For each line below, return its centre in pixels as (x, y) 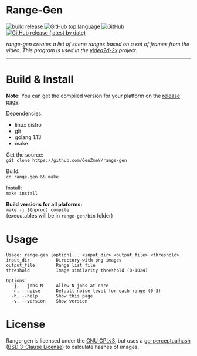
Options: (17, 280)
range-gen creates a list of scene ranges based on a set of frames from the (98, 44)
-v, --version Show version (50, 301)
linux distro (28, 124)
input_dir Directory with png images (64, 260)
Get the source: (25, 155)
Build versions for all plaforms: (44, 204)
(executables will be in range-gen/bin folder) (60, 215)
